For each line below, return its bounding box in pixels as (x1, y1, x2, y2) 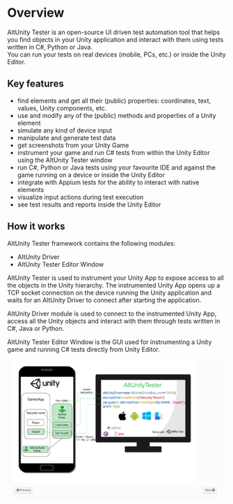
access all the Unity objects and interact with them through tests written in (7, 316, 220, 325)
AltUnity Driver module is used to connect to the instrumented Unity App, (7, 309, 217, 318)
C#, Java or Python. (7, 324, 65, 332)
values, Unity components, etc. (17, 103, 107, 112)
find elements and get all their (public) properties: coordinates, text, (17, 96, 211, 105)
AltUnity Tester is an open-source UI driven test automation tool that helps (7, 28, 220, 36)
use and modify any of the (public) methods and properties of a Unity (17, 111, 217, 119)
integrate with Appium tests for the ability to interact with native (17, 178, 200, 186)
